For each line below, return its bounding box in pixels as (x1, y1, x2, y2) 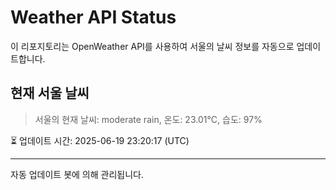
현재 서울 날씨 (10, 85, 90, 102)
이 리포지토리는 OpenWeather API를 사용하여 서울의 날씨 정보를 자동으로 (10, 40, 295, 52)
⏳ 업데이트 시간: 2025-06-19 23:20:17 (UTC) (10, 134, 190, 146)
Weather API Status (10, 6, 177, 29)
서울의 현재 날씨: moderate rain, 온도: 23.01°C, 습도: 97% (34, 113, 263, 125)
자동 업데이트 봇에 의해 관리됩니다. (10, 168, 144, 180)
